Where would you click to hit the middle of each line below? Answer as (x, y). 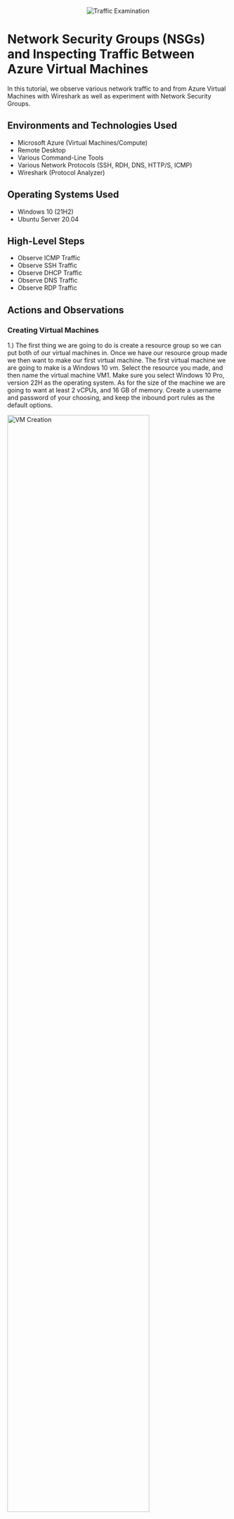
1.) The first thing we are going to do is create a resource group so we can (114, 345)
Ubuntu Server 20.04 (48, 219)
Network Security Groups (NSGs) (106, 39)
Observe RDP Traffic (47, 288)
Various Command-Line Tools (60, 158)
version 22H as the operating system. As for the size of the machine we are (117, 383)
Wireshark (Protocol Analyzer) (61, 172)
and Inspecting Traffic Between (101, 55)
